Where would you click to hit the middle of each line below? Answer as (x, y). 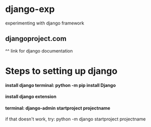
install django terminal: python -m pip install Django (61, 85)
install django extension (31, 96)
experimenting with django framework (45, 23)
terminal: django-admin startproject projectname (58, 108)
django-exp (30, 9)
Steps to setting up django (61, 71)
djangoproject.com (36, 39)
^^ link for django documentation (39, 50)
